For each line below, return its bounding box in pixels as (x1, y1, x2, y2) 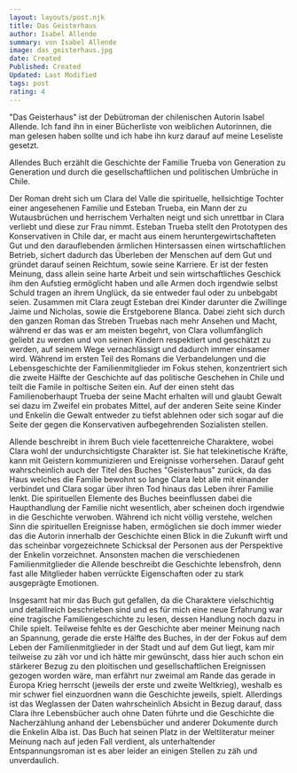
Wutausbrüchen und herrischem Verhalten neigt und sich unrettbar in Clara (9, 212, 285, 223)
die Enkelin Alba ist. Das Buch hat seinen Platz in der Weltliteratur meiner (9, 726, 275, 737)
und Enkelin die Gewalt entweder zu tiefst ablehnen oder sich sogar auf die (9, 410, 284, 420)
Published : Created (9, 63, 82, 72)
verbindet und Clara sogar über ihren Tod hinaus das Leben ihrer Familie (9, 483, 274, 494)
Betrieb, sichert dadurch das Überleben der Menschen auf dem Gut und (9, 249, 272, 260)
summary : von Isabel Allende (9, 37, 117, 47)
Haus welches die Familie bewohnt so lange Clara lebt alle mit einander (9, 473, 269, 484)
